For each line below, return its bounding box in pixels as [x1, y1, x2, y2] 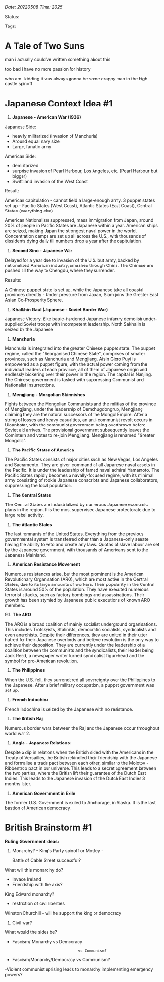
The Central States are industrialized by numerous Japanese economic [5, 502, 148, 507]
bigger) [12, 173, 27, 179]
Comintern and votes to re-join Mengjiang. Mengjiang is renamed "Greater [5, 432, 155, 438]
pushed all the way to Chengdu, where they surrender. [5, 267, 115, 273]
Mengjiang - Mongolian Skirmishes [12, 391, 86, 397]
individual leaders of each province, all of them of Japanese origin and [5, 366, 148, 372]
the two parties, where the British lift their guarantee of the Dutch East [5, 770, 146, 776]
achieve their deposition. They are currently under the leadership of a [5, 642, 145, 648]
